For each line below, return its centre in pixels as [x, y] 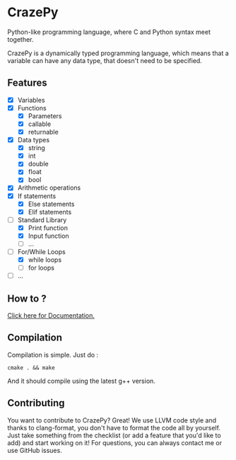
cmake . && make [31, 368]
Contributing [36, 403]
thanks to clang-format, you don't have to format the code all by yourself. [114, 427]
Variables [31, 100]
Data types [34, 140]
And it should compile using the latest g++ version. [81, 381]
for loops [41, 268]
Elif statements [50, 212]
